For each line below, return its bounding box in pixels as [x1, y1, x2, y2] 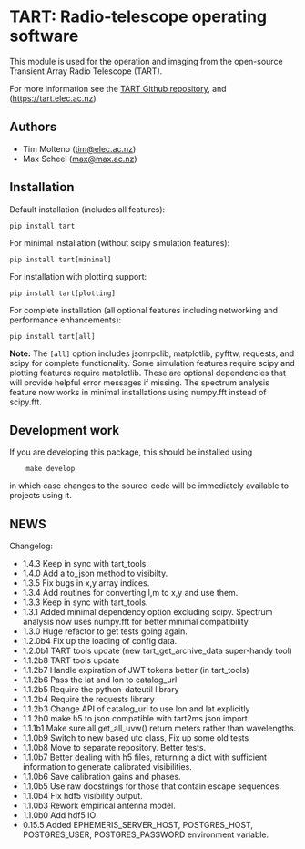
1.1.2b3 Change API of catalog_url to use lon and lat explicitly [22, 703, 250, 714]
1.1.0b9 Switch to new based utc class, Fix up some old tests [22, 732, 249, 743]
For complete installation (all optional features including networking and [9, 304, 279, 315]
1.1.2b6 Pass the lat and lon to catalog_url [22, 674, 178, 685]
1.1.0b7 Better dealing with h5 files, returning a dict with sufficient [22, 752, 267, 762]
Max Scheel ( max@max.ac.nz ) [22, 153, 138, 164]
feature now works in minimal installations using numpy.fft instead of [9, 386, 267, 397]
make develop [25, 465, 76, 474]
